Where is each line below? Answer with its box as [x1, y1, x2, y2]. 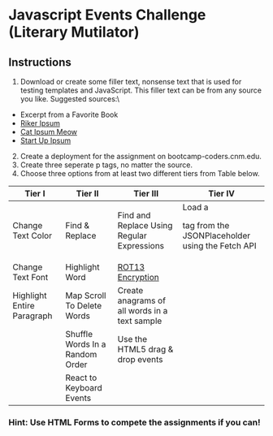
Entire [12, 300, 35, 311]
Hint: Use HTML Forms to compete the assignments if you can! [8, 417, 262, 428]
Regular [117, 230, 148, 241]
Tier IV [208, 188, 236, 199]
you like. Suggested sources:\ [19, 94, 120, 103]
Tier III [133, 188, 159, 199]
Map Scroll [64, 290, 106, 301]
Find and [117, 209, 151, 221]
